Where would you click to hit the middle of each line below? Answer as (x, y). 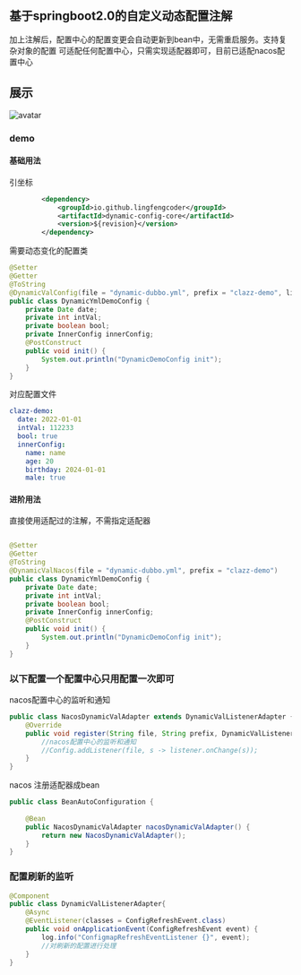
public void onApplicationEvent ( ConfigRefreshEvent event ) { (142, 929)
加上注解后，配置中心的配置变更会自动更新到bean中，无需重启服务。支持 (144, 39)
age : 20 (39, 461)
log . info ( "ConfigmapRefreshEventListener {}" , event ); (146, 937)
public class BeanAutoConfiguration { (82, 802)
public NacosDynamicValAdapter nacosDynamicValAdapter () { (138, 827)
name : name (46, 453)
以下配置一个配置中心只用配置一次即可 (92, 678)
